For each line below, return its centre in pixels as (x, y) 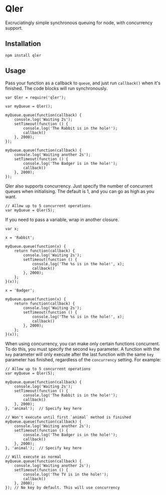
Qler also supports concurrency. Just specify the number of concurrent (79, 186)
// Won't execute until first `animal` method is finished (68, 417)
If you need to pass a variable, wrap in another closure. (62, 220)
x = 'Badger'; (20, 290)
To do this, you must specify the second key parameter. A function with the (82, 349)
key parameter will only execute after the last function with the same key (79, 354)
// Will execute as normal (33, 457)
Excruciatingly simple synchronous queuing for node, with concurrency (79, 23)
